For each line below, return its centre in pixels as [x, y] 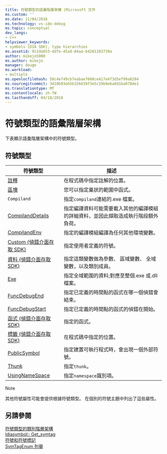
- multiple [16, 75]
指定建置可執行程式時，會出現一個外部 [109, 350]
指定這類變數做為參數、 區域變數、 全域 [110, 259]
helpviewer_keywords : [28, 42]
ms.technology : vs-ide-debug [35, 24]
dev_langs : [16, 33]
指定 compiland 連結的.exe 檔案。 [101, 199]
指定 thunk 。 [78, 366]
